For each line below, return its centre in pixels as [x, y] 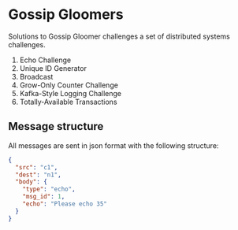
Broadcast [36, 76]
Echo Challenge [45, 60]
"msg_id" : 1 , [44, 197]
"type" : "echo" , [49, 189]
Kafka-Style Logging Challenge [71, 93]
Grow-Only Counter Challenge [69, 85]
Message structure [56, 126]
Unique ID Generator [53, 68]
